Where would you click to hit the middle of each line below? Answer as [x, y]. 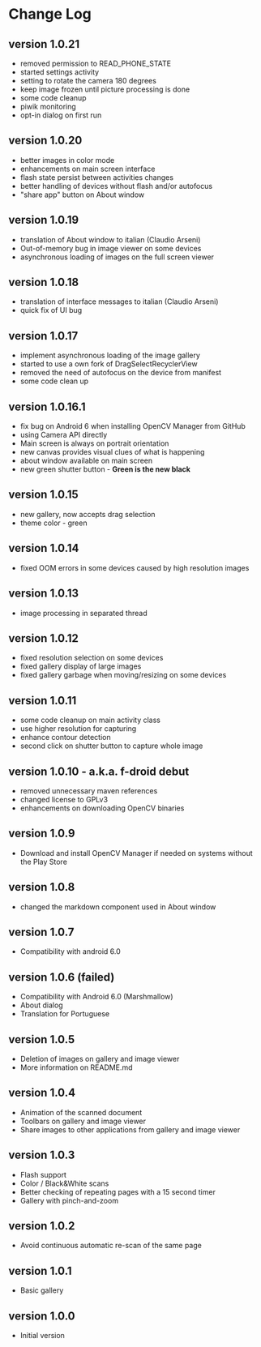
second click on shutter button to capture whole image [111, 746]
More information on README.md [76, 1067]
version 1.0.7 [41, 932]
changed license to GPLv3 [64, 799]
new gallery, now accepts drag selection [88, 514]
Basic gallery [42, 1290]
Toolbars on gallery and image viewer [83, 1121]
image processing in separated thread [83, 613]
